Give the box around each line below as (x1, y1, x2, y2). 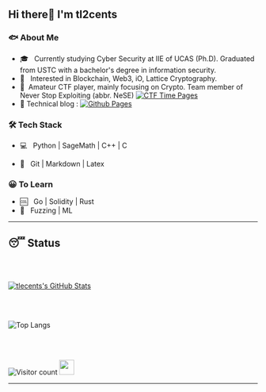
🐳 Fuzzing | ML (19, 206, 73, 215)
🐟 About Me (8, 33, 59, 44)
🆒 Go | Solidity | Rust (19, 197, 95, 206)
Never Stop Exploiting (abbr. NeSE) (19, 90, 135, 100)
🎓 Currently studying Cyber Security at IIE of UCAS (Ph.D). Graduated (19, 53, 255, 63)
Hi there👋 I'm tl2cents (8, 8, 118, 21)
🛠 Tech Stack (8, 119, 63, 130)
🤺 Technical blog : (19, 98, 79, 108)
